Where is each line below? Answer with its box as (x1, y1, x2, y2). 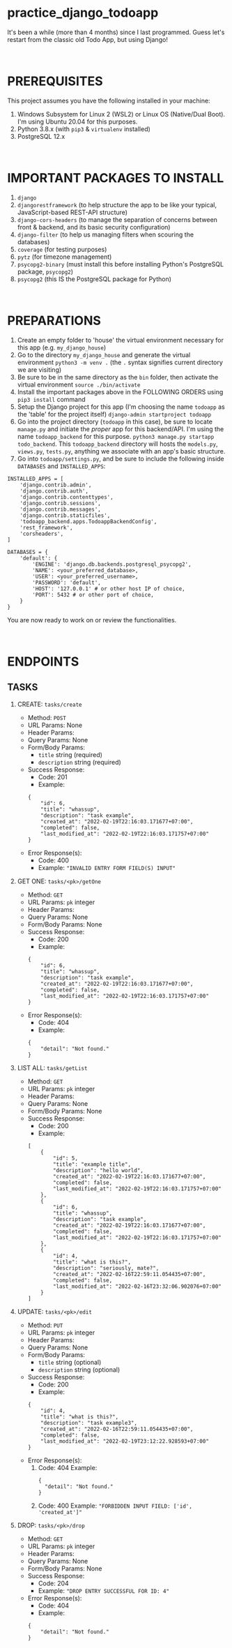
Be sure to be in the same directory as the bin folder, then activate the (17, 373, 219, 381)
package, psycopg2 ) (17, 267, 74, 276)
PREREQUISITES (7, 73, 103, 89)
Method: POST (27, 713, 66, 721)
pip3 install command (17, 395, 86, 403)
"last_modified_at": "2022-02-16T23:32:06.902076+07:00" (52, 1282, 222, 1290)
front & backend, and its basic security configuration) (17, 223, 171, 231)
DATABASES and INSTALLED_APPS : (17, 462, 106, 470)
